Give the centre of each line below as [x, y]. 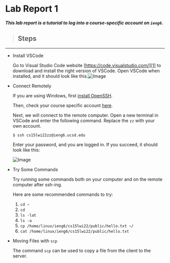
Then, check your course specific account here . [62, 105]
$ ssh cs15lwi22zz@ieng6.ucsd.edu [49, 135]
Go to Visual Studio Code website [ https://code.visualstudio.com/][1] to [87, 65]
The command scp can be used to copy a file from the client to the [81, 250]
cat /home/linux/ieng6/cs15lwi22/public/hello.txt [75, 231]
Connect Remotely [32, 86]
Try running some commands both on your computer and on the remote [88, 179]
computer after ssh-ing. [37, 184]
